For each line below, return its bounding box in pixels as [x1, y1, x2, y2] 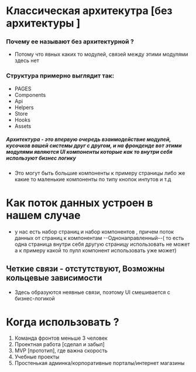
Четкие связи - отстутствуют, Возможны [6, 264, 165, 274]
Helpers [14, 104, 34, 111]
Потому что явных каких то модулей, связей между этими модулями [14, 51, 188, 58]
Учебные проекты [14, 353, 60, 360]
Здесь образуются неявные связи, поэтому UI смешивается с [14, 289, 171, 296]
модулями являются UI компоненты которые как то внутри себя [6, 148, 173, 155]
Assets [14, 122, 32, 130]
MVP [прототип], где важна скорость [14, 347, 108, 354]
